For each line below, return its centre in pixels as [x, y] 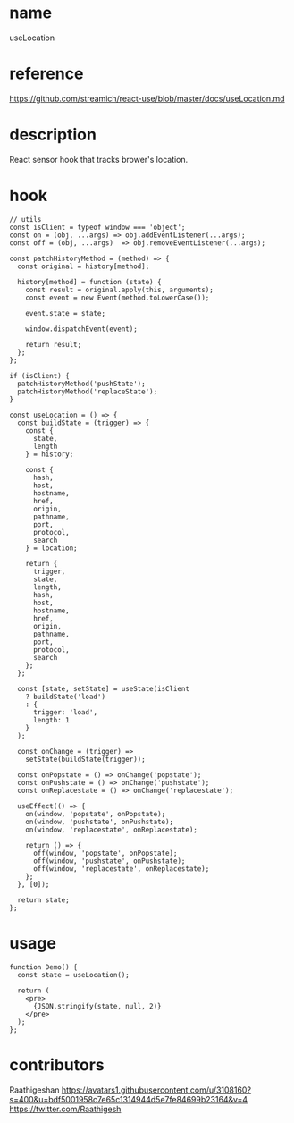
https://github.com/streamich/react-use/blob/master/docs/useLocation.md [147, 98]
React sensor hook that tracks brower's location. [99, 159]
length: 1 [51, 720]
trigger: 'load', [65, 712]
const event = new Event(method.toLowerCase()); [118, 298]
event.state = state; [65, 313]
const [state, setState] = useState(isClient [104, 688]
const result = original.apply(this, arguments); [120, 290]
